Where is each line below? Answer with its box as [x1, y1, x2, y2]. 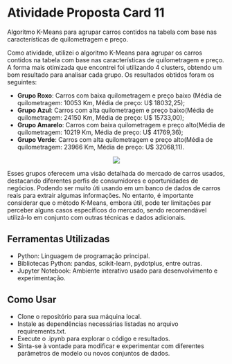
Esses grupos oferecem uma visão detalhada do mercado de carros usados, [7, 169, 225, 177]
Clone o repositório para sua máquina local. [17, 312, 142, 320]
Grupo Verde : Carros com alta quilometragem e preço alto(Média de [17, 135, 213, 143]
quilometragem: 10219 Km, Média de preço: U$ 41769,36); [17, 128, 184, 136]
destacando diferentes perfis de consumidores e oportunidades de [7, 176, 199, 185]
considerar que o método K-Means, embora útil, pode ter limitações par [7, 199, 211, 207]
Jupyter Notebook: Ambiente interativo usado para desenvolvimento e [17, 266, 218, 275]
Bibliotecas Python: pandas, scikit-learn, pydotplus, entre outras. [17, 259, 203, 267]
